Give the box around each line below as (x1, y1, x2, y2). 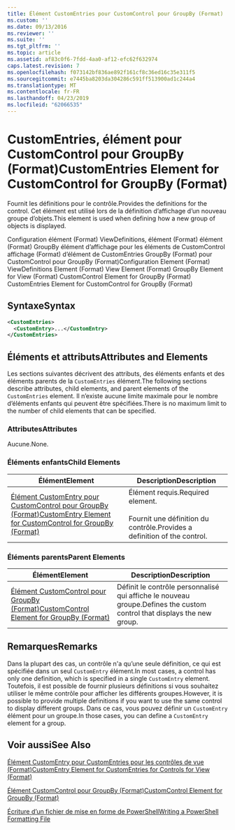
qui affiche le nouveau (116, 591, 190, 600)
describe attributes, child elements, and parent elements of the (7, 384, 189, 393)
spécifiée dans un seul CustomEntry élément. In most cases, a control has (7, 666, 216, 675)
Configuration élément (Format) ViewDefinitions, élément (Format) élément (7, 235, 223, 244)
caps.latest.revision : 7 (7, 62, 80, 69)
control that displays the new (116, 608, 212, 618)
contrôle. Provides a (128, 522, 192, 532)
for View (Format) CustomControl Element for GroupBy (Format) (7, 272, 192, 281)
